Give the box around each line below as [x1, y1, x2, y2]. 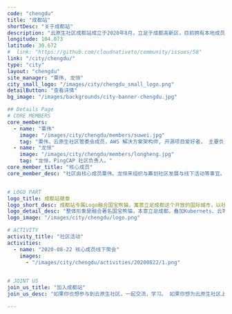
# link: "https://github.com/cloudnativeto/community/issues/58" [7, 49, 202, 56]
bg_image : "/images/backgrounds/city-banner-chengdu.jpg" [7, 94, 177, 101]
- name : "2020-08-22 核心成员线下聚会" [13, 246, 119, 253]
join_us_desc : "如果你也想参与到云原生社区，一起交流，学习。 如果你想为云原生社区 [7, 291, 222, 297]
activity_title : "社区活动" [7, 233, 84, 240]
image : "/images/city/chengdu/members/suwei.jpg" [19, 132, 166, 139]
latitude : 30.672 [7, 42, 57, 49]
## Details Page [7, 106, 54, 113]
